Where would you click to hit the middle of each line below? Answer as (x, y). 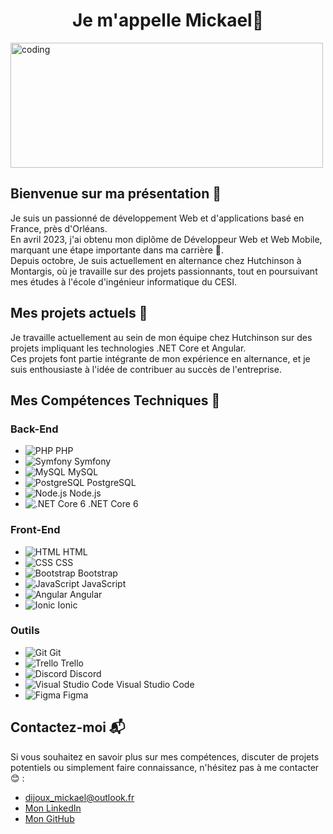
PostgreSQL (111, 483)
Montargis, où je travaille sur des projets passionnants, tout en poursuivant (164, 271)
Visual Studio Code (155, 684)
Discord (85, 673)
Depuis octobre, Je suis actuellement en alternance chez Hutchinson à (156, 260)
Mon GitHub (49, 818)
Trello (72, 663)
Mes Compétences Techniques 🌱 (115, 400)
